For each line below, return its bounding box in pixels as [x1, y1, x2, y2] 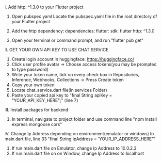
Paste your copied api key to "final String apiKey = [11, 92, 112, 98]
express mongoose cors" [11, 121, 63, 127]
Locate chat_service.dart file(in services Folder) [11, 87, 107, 93]
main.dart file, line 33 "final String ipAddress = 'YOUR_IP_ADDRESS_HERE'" [4, 136, 156, 142]
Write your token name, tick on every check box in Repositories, [11, 72, 139, 77]
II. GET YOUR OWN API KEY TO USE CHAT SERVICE [4, 47, 109, 52]
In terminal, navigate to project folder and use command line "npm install [11, 116, 157, 122]
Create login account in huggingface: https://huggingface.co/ [11, 56, 134, 62]
